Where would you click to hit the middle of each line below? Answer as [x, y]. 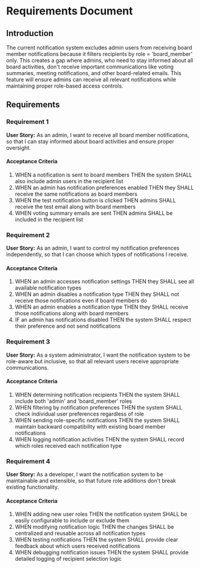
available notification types [48, 288]
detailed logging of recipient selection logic [68, 559]
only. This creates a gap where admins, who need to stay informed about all [100, 60]
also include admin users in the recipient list [69, 181]
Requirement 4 [28, 461]
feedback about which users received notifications [78, 546]
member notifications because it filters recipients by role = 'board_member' [99, 54]
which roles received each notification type [68, 446]
